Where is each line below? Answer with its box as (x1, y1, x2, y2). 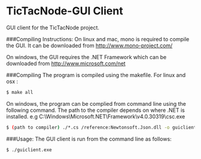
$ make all (6, 89, 33, 95)
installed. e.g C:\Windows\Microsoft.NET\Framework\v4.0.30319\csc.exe (6, 112, 185, 120)
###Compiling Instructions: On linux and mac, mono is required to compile (6, 35, 190, 42)
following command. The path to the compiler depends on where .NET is (6, 106, 185, 114)
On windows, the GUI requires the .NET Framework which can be (6, 53, 167, 60)
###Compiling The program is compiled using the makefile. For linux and (6, 71, 186, 78)
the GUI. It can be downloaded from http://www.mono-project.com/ (6, 42, 173, 49)
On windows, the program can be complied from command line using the (6, 100, 187, 107)
